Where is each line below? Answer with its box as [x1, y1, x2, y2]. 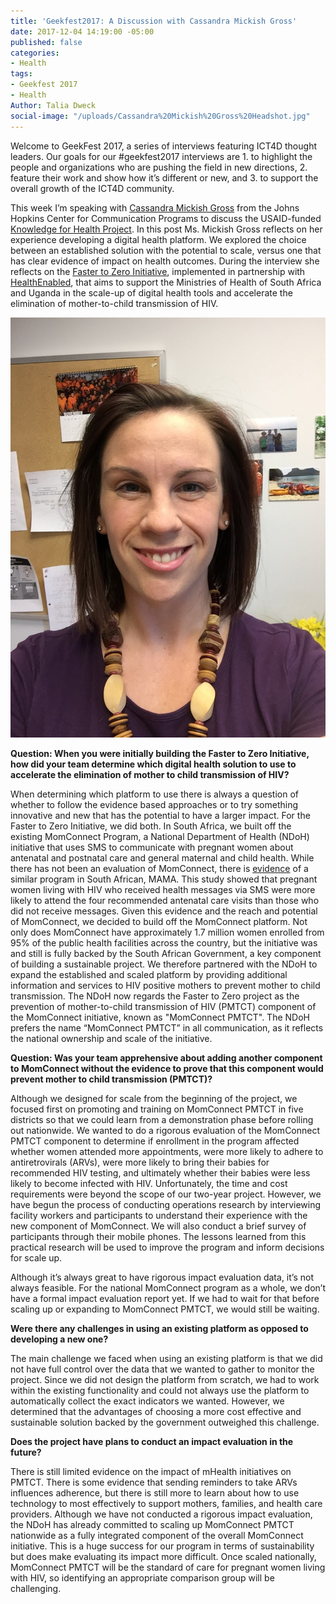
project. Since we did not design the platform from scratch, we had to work [10, 1373, 320, 1385]
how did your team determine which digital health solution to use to [10, 758, 297, 770]
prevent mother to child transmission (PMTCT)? [10, 1073, 213, 1085]
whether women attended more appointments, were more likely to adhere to [10, 1145, 324, 1157]
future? [10, 1446, 42, 1458]
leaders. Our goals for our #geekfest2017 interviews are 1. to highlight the [10, 150, 313, 162]
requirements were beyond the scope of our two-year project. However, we [10, 1188, 322, 1200]
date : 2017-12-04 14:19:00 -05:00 [10, 26, 155, 37]
